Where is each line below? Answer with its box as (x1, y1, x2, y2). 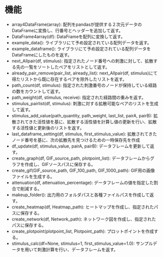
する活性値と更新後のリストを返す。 (11, 125, 84, 130)
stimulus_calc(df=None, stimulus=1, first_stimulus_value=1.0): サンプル (11, 240, 153, 246)
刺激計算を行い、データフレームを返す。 (37, 246, 118, 252)
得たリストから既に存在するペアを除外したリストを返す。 (11, 76, 127, 82)
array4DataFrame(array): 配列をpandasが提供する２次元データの (11, 21, 142, 27)
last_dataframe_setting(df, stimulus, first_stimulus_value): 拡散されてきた (11, 131, 157, 137)
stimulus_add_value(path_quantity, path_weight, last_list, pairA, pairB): (11, 112, 152, 118)
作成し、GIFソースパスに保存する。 (24, 161, 96, 167)
